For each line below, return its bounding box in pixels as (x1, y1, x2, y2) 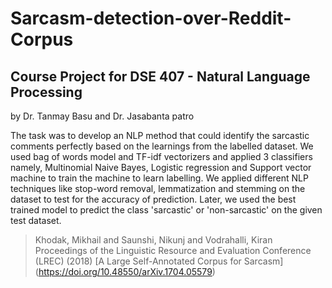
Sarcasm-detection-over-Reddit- (10, 7, 292, 30)
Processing (10, 83, 83, 101)
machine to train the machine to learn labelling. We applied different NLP (10, 172, 309, 184)
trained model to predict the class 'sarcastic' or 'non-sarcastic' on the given (10, 204, 323, 216)
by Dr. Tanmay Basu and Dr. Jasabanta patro (10, 110, 195, 122)
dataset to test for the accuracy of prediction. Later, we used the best (10, 193, 297, 205)
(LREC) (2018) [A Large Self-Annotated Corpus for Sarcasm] (34, 255, 284, 267)
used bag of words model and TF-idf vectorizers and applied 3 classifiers (10, 151, 313, 162)
